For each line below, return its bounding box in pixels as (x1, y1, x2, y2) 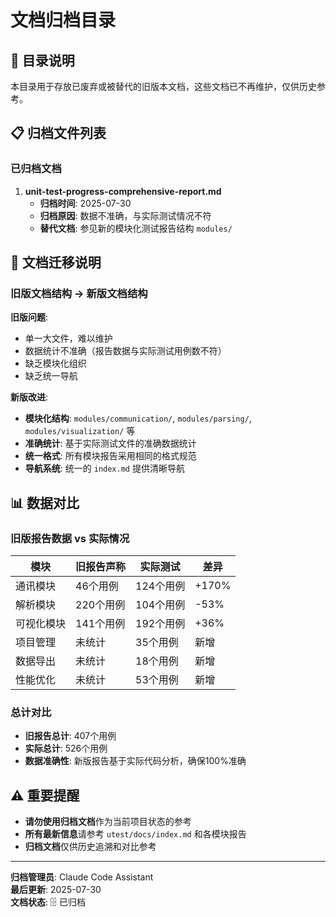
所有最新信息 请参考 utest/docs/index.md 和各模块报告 (24, 828, 247, 840)
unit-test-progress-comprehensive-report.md (24, 185, 222, 197)
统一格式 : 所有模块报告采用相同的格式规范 (24, 450, 197, 462)
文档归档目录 (10, 9, 117, 32)
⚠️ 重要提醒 (10, 787, 80, 804)
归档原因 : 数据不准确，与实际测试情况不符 (39, 209, 212, 221)
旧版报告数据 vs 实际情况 (10, 531, 130, 545)
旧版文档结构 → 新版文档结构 (10, 287, 148, 300)
